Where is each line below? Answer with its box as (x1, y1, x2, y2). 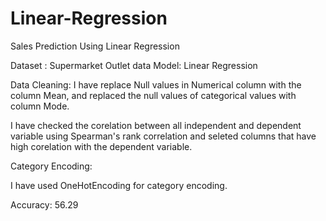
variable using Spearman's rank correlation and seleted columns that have (10, 130, 317, 142)
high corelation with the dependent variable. (10, 140, 193, 152)
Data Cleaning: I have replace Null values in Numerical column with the (10, 78, 302, 91)
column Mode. (10, 100, 70, 112)
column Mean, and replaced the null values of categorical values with (10, 89, 297, 101)
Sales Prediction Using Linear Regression (10, 40, 180, 52)
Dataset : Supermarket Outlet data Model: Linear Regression (10, 59, 258, 71)
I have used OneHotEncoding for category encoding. (10, 179, 228, 191)
